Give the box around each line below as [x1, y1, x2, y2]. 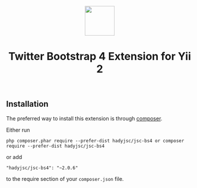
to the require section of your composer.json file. [6, 175, 124, 182]
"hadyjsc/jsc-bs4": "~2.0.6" [6, 165, 78, 171]
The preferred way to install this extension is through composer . [6, 114, 163, 122]
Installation [6, 99, 49, 109]
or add [6, 153, 23, 160]
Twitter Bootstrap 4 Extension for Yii [8, 50, 191, 63]
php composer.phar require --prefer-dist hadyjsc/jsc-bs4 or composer [6, 138, 185, 144]
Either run [6, 126, 30, 133]
